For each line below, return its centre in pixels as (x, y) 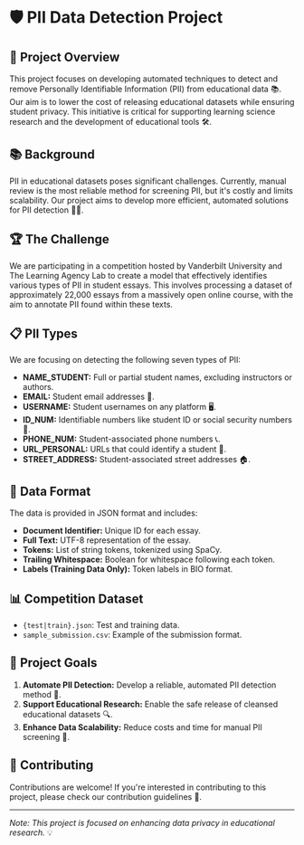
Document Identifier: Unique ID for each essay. (112, 531)
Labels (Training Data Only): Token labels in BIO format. (128, 569)
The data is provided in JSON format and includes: (104, 513)
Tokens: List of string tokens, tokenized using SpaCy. (122, 550)
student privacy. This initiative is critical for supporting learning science (142, 111)
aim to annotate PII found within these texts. (91, 304)
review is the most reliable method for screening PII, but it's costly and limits (152, 190)
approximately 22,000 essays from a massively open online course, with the (152, 294)
